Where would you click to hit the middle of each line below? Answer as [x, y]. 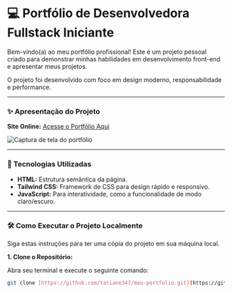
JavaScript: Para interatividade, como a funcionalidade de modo [109, 194]
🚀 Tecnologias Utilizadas [49, 164]
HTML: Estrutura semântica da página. [72, 179]
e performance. [29, 87]
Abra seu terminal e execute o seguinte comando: [78, 270]
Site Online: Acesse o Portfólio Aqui [58, 127]
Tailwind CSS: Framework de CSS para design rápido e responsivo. [114, 186]
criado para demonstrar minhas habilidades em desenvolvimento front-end [114, 59]
